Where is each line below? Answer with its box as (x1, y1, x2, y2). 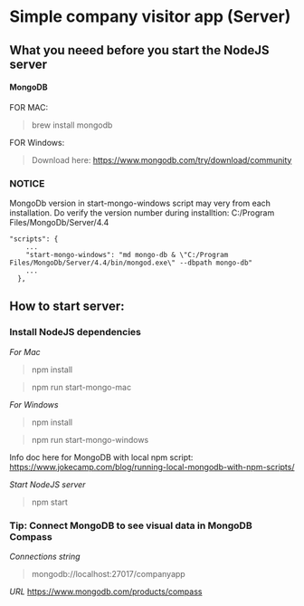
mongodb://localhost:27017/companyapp (31, 569, 185, 580)
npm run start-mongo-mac (31, 381, 132, 392)
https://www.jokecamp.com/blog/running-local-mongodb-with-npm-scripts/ (9, 461, 295, 472)
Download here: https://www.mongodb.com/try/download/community (31, 154, 292, 165)
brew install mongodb (31, 120, 113, 130)
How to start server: (9, 299, 125, 314)
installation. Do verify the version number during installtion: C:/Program (9, 207, 275, 218)
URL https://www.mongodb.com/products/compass (9, 586, 203, 597)
